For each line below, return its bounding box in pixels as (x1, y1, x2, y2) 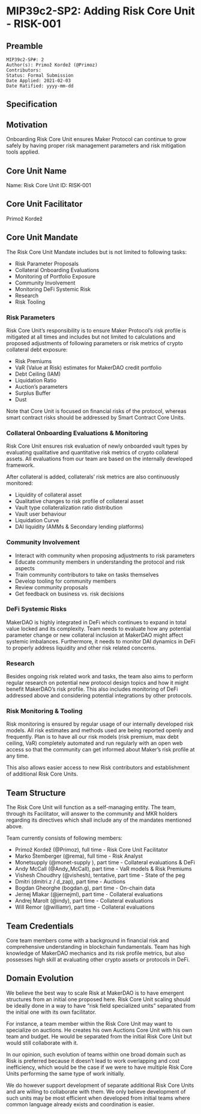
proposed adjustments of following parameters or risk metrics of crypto (6, 339, 183, 346)
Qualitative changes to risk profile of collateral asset (14, 498, 144, 505)
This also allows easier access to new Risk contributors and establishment (6, 764, 190, 771)
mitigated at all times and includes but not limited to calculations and (6, 333, 176, 340)
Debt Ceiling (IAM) (14, 370, 61, 378)
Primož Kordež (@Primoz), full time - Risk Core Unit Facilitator (14, 846, 168, 854)
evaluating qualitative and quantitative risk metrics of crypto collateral (6, 449, 179, 456)
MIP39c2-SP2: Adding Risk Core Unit (6, 4, 195, 18)
